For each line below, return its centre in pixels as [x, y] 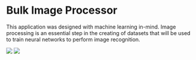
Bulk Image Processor [62, 10]
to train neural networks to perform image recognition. [73, 39]
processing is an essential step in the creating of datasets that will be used [98, 33]
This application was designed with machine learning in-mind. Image [91, 27]
